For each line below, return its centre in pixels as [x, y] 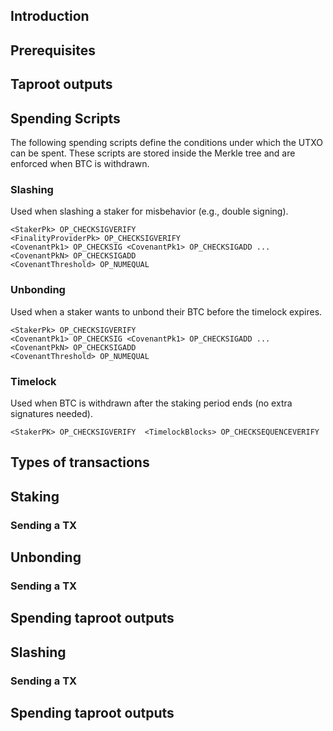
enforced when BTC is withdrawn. [80, 163]
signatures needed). [51, 413]
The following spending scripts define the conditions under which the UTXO [167, 142]
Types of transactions [80, 462]
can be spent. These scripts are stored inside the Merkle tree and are [153, 153]
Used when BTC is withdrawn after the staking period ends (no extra [151, 403]
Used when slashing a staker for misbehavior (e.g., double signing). [149, 211]
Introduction [50, 16]
